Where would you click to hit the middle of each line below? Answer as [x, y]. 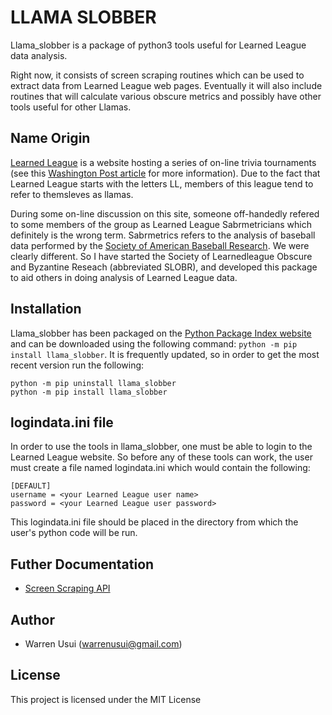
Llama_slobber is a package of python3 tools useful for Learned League [158, 45]
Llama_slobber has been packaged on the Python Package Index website [161, 333]
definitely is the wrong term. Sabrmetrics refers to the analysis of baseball [163, 235]
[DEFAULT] [31, 486]
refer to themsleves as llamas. [72, 194]
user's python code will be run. [74, 533]
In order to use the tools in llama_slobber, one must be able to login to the [161, 447]
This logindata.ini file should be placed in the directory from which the [154, 522]
